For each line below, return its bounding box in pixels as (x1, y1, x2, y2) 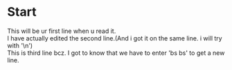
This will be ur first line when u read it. (7, 27, 116, 35)
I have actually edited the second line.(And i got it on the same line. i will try (7, 34, 223, 42)
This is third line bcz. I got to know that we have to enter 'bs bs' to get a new (7, 49, 225, 57)
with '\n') (7, 41, 33, 49)
